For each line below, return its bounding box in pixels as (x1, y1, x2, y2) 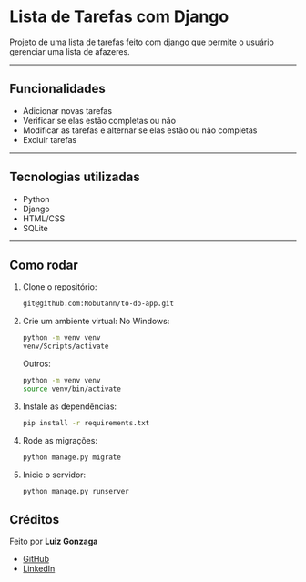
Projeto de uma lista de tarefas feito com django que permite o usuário (9, 36, 275, 47)
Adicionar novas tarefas (22, 105, 112, 116)
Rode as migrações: (22, 434, 98, 445)
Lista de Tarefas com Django (9, 6, 229, 27)
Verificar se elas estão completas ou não (22, 115, 176, 126)
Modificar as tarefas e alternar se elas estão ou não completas (22, 125, 258, 136)
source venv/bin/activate (22, 384, 121, 393)
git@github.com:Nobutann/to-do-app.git (22, 299, 175, 309)
